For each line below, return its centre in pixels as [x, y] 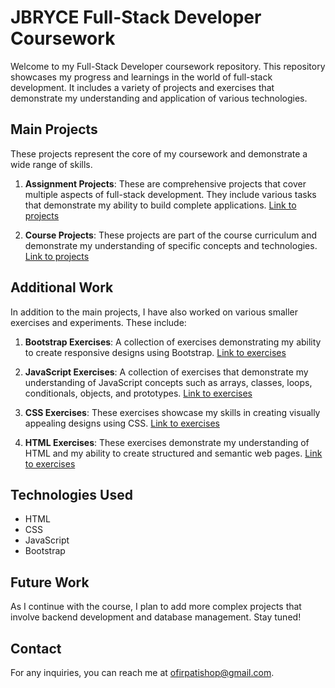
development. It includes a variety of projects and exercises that [142, 87]
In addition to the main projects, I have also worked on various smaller [154, 312]
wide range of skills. [51, 164]
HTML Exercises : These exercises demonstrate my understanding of [167, 442]
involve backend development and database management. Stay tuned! [156, 617]
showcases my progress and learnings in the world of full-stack [141, 77]
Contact [36, 648]
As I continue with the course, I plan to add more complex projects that [156, 607]
